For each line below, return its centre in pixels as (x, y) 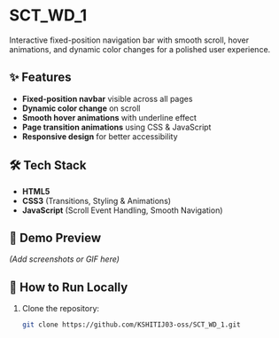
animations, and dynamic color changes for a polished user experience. (140, 49)
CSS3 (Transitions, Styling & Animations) (96, 200)
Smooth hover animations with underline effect (109, 117)
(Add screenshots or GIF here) (64, 259)
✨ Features (40, 78)
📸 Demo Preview (55, 237)
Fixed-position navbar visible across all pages (107, 98)
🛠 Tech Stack (48, 165)
